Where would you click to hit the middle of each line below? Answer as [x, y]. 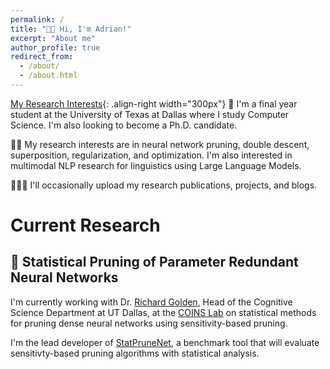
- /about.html [48, 76]
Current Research [85, 225]
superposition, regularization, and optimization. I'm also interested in [151, 155]
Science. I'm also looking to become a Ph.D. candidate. [124, 125]
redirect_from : [42, 57]
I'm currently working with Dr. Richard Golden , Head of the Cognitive [151, 302]
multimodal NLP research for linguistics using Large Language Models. [156, 165]
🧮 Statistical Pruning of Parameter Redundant [154, 262]
